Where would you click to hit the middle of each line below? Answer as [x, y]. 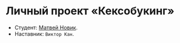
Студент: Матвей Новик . [46, 27]
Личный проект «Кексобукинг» [90, 11]
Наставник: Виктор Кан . [44, 33]
